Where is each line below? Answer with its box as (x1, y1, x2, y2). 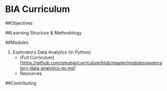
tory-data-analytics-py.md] (19, 65, 76, 71)
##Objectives (5, 20, 33, 26)
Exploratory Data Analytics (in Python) (12, 49, 91, 55)
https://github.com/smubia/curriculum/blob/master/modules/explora (21, 59, 162, 65)
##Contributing (5, 80, 36, 86)
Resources (19, 70, 42, 76)
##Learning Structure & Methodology (5, 29, 82, 35)
